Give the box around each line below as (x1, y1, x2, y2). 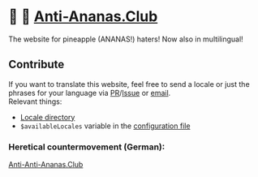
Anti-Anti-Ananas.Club (8, 160, 84, 170)
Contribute (8, 58, 65, 71)
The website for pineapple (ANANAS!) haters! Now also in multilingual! (8, 34, 243, 44)
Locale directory (19, 112, 75, 122)
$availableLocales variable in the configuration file (19, 121, 191, 131)
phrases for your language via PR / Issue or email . (8, 88, 171, 97)
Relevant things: (8, 97, 62, 106)
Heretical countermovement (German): (8, 141, 166, 153)
